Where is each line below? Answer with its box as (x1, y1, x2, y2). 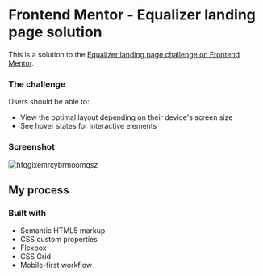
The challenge (8, 79, 66, 90)
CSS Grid (19, 252, 51, 261)
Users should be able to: (8, 97, 90, 107)
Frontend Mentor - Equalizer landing (8, 6, 257, 24)
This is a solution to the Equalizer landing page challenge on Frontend (8, 49, 240, 59)
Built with (8, 207, 47, 219)
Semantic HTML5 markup (19, 226, 106, 236)
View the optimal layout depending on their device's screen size (19, 113, 233, 122)
